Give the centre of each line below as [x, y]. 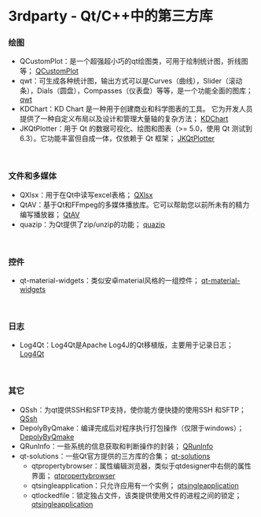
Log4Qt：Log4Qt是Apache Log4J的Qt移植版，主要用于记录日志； [127, 345]
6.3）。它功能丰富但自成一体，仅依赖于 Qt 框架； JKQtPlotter [117, 138]
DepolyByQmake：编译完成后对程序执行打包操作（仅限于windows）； [132, 428]
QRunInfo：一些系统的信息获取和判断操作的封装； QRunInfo [116, 446]
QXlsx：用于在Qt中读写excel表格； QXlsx [86, 194]
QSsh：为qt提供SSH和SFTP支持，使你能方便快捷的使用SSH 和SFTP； [132, 409]
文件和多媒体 [33, 176]
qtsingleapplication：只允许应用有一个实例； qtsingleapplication [135, 486]
